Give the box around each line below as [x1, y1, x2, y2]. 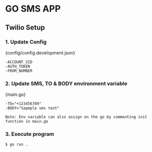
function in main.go [5, 119, 49, 124]
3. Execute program [5, 131, 54, 138]
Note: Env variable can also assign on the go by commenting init [5, 115, 147, 120]
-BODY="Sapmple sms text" [5, 106, 59, 111]
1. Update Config [5, 38, 47, 45]
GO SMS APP [5, 3, 61, 15]
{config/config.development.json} [5, 49, 75, 56]
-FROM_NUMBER [5, 68, 33, 73]
